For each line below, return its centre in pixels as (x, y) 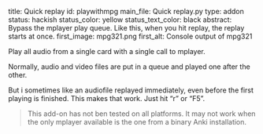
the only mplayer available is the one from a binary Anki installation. (137, 122)
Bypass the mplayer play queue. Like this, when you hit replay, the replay (126, 28)
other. (18, 75)
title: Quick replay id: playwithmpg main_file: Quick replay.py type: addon (126, 11)
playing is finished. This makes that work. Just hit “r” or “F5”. (107, 98)
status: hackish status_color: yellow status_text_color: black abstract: (120, 20)
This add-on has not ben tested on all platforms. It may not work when (141, 114)
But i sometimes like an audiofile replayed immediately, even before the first (131, 90)
